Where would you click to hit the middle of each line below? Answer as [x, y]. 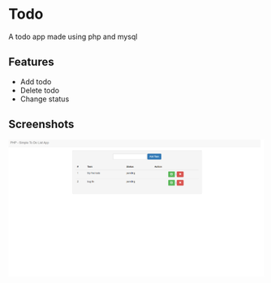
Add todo [36, 81]
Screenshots [41, 124]
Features [31, 62]
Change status [45, 99]
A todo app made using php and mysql [73, 36]
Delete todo [39, 90]
